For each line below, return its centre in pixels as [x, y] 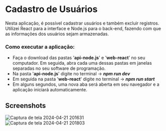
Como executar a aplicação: [40, 47]
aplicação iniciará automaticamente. [50, 90]
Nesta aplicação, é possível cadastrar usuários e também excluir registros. [82, 23]
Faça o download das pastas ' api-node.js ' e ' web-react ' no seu [79, 58]
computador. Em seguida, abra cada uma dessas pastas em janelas [82, 63]
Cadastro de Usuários [51, 9]
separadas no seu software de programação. [59, 68]
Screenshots [26, 106]
